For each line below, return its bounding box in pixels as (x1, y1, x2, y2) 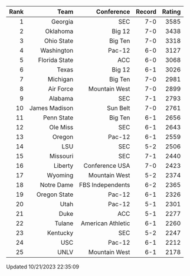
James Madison (29, 104, 74, 112)
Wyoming (47, 171, 74, 179)
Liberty (53, 162, 74, 170)
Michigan (47, 75, 74, 83)
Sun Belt (107, 104, 130, 112)
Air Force (48, 85, 74, 93)
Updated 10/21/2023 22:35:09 (6, 263, 80, 270)
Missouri (49, 152, 74, 160)
